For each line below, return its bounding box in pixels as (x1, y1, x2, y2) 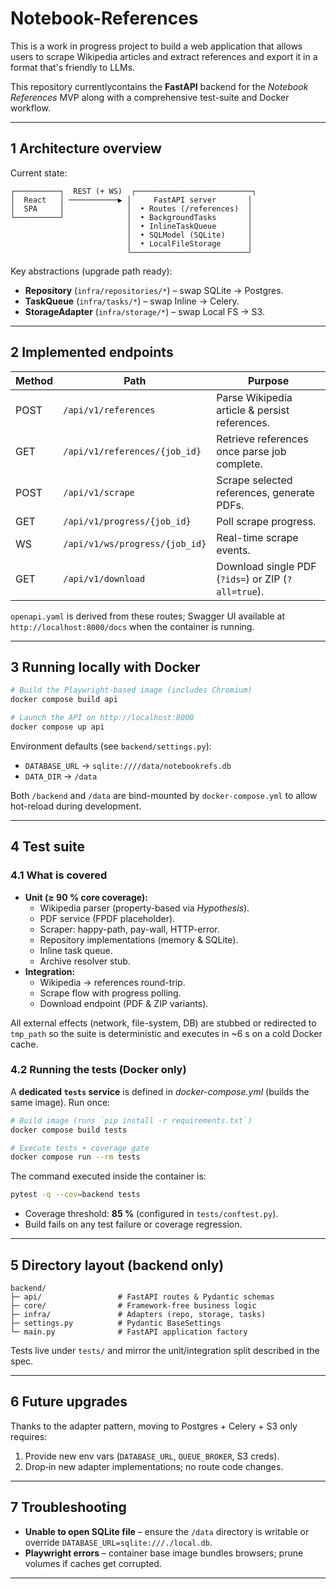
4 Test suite (10, 838, 86, 856)
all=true (216, 586, 258, 597)
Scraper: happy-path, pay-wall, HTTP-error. (39, 923, 220, 935)
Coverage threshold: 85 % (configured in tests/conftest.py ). (24, 1208, 279, 1220)
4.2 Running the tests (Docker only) (10, 1063, 187, 1077)
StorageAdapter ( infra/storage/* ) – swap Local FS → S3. (24, 305, 265, 317)
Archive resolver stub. (39, 955, 131, 967)
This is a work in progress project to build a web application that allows (10, 40, 303, 52)
